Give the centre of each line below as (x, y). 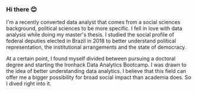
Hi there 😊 (21, 9)
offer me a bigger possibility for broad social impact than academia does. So (99, 77)
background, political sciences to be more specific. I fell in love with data (94, 28)
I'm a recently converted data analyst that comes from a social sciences (93, 22)
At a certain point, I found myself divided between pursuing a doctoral (91, 59)
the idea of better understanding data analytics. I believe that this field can (96, 71)
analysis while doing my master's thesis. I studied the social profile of (90, 35)
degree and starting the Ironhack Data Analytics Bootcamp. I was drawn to (96, 65)
